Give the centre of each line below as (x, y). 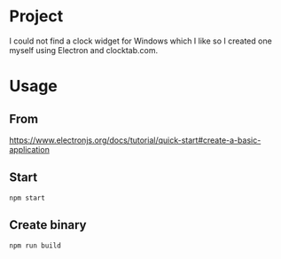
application (30, 149)
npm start (27, 198)
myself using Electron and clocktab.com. (83, 50)
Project (36, 16)
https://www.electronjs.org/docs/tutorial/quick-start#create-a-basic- (135, 140)
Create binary (48, 225)
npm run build (35, 246)
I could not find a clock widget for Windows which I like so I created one (140, 41)
